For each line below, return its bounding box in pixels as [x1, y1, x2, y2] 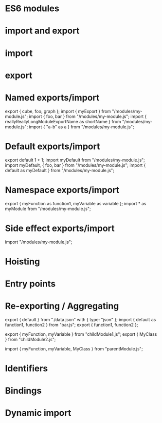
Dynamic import [5, 407, 72, 419]
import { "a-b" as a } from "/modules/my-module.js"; [29, 124, 134, 130]
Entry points [5, 278, 56, 289]
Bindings [5, 385, 42, 396]
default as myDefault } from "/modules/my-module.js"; [5, 167, 114, 173]
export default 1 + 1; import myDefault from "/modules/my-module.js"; [5, 157, 145, 163]
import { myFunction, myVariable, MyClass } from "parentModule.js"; [5, 346, 143, 351]
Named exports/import [5, 92, 100, 103]
